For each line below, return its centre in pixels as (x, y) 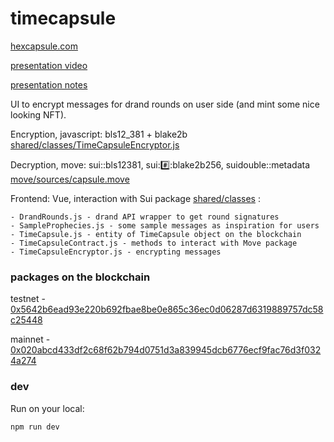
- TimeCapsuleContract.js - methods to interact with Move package (154, 243)
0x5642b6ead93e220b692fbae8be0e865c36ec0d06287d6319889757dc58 (167, 309)
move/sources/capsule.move (70, 179)
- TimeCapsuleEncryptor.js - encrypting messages (116, 252)
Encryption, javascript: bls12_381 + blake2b (99, 134)
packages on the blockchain (80, 277)
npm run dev (35, 427)
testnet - (28, 299)
